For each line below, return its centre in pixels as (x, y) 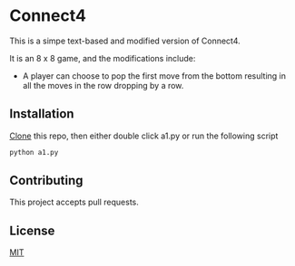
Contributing (46, 180)
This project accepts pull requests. (74, 202)
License (32, 230)
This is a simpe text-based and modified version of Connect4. (125, 41)
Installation (42, 114)
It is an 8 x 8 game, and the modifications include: (103, 58)
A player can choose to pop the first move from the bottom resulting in (154, 76)
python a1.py (34, 152)
